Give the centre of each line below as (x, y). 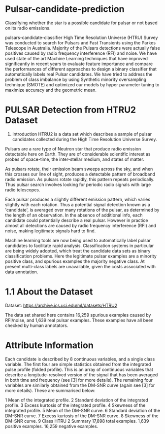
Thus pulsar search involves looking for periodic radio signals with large (78, 184)
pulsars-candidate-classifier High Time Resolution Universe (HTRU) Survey (82, 37)
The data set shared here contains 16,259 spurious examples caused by (78, 315)
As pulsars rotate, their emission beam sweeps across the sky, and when (79, 169)
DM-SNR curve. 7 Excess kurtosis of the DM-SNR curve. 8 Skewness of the (82, 416)
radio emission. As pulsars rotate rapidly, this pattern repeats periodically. (80, 179)
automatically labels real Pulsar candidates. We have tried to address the (79, 74)
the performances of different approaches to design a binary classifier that (81, 69)
